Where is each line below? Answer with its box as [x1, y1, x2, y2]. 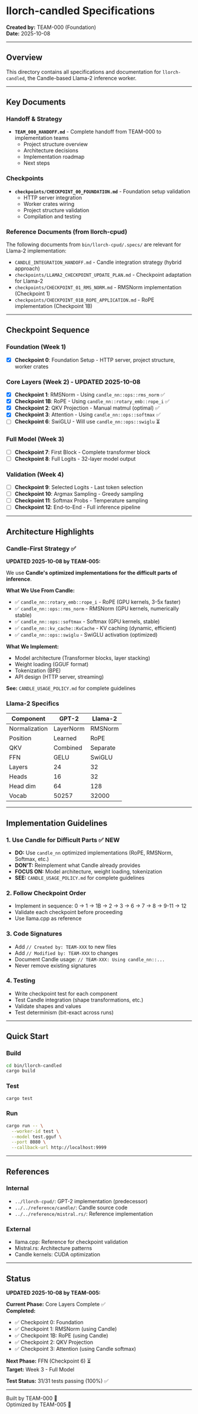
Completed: [6, 1307, 36, 1314]
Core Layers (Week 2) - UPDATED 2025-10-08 [6, 378, 141, 386]
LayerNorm [53, 725, 85, 733]
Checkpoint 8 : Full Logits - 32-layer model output [14, 455, 136, 462]
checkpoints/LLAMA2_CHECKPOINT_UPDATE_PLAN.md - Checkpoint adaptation [14, 271, 192, 279]
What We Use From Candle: [6, 587, 75, 594]
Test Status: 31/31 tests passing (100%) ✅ [6, 1377, 109, 1384]
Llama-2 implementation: [6, 247, 67, 254]
